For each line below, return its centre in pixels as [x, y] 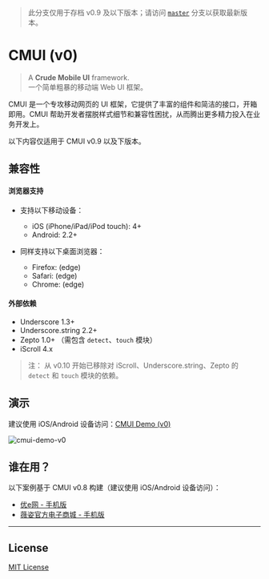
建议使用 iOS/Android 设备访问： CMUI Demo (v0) [90, 424]
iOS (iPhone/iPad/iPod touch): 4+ [86, 226]
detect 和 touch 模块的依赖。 [75, 375]
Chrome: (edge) [58, 284]
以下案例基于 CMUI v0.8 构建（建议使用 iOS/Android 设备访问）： [115, 488]
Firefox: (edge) [56, 267]
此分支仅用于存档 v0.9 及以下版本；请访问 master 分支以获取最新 [134, 12]
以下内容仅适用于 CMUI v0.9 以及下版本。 [77, 141]
